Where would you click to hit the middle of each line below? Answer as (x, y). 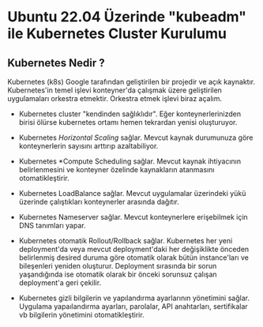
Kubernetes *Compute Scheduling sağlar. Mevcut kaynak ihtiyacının (130, 161)
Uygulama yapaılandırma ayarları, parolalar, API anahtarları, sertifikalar (133, 306)
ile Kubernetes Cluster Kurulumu (117, 34)
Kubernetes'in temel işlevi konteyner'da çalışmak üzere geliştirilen (115, 90)
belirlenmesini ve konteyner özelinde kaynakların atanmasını (116, 169)
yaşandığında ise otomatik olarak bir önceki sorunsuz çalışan (118, 274)
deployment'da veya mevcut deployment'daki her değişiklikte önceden (134, 249)
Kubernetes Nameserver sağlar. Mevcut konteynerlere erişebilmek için (133, 217)
